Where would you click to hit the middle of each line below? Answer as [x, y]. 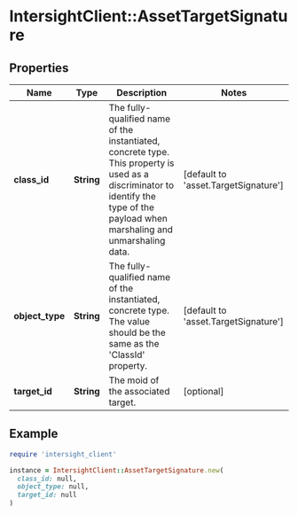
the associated [139, 391]
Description [141, 93]
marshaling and [141, 230]
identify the [133, 196]
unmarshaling [137, 241]
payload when [138, 218]
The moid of [134, 380]
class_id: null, [47, 479]
